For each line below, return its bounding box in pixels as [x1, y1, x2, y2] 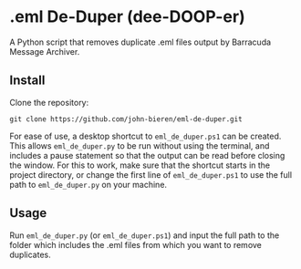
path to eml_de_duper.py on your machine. [9, 179, 167, 190]
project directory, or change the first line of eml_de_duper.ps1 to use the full [9, 169, 293, 180]
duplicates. [9, 249, 52, 260]
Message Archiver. [9, 46, 80, 57]
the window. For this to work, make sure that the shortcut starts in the [9, 160, 271, 171]
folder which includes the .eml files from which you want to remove [9, 239, 263, 250]
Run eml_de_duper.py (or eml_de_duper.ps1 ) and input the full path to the [9, 230, 280, 241]
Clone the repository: [9, 97, 89, 108]
